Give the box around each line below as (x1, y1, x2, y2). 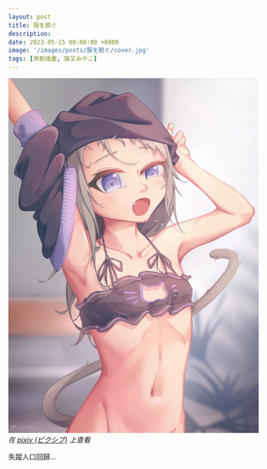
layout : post (8, 13, 52, 21)
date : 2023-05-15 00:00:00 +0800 (8, 38, 119, 46)
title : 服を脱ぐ (8, 21, 57, 29)
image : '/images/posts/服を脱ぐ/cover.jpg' (8, 46, 149, 55)
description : (8, 29, 52, 37)
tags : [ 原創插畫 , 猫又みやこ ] (8, 55, 98, 63)
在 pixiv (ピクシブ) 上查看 (8, 435, 91, 444)
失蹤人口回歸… (8, 451, 57, 461)
